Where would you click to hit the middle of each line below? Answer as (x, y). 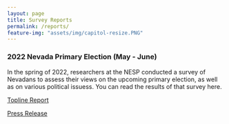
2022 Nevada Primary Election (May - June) (82, 57)
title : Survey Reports (40, 20)
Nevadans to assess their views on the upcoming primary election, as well (112, 79)
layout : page (26, 13)
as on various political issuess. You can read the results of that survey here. (114, 86)
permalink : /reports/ (38, 26)
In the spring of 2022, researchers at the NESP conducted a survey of (106, 72)
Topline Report (28, 100)
